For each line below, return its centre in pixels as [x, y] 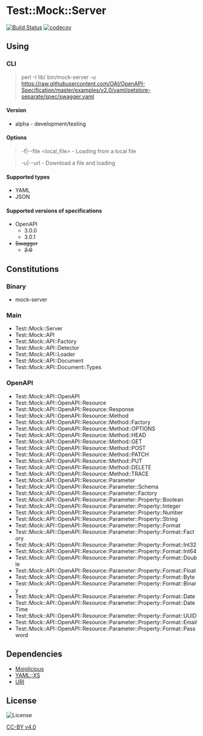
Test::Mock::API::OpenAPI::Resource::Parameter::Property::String [96, 519]
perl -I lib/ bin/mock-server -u [58, 77]
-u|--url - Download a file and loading [68, 163]
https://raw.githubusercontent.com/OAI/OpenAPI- [83, 83]
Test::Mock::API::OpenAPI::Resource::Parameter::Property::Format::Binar [106, 583]
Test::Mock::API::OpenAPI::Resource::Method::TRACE [82, 474]
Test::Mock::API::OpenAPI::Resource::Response [75, 409]
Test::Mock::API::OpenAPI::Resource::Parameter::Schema [87, 486]
